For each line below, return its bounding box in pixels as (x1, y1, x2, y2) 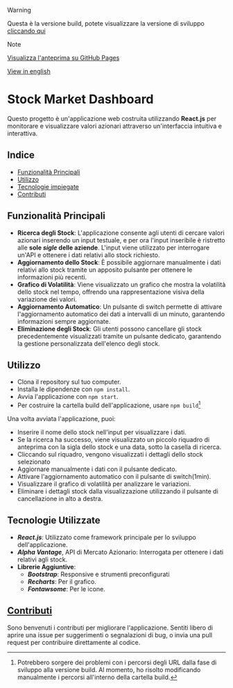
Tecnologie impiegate (17, 182, 80, 190)
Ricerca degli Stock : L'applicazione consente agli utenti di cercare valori (17, 229, 225, 237)
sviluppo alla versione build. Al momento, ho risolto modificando (17, 665, 201, 673)
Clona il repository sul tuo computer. (17, 378, 121, 386)
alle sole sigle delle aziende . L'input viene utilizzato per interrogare (17, 243, 210, 252)
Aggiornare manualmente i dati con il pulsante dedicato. (17, 465, 178, 473)
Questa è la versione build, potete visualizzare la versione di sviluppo (7, 19, 205, 27)
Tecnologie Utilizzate (7, 514, 101, 527)
